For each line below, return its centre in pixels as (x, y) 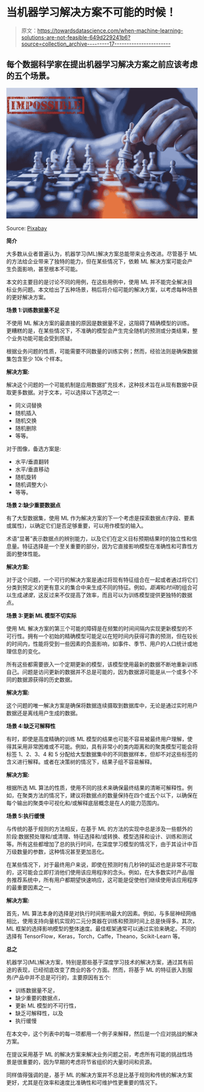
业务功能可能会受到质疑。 (43, 338)
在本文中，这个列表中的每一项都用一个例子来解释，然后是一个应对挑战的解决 (102, 1034)
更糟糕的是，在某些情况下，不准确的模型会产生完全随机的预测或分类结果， (99, 331)
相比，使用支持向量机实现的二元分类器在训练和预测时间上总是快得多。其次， (102, 921)
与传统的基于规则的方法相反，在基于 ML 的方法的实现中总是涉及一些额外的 (100, 829)
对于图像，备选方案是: (34, 449)
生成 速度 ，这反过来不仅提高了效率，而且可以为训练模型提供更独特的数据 (102, 595)
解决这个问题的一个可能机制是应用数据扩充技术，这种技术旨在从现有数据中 (99, 385)
